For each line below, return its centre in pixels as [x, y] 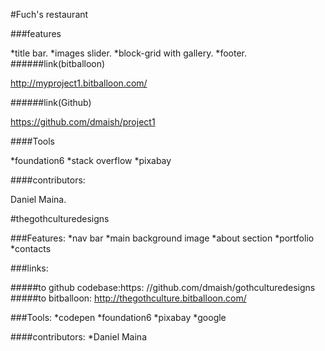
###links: [29, 268]
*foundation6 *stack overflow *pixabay [91, 160]
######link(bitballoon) [58, 63]
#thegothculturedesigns [60, 218]
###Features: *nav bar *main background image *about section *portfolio [162, 238]
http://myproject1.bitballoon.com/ [79, 83]
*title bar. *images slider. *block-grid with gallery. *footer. [128, 53]
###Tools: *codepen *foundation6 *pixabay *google [118, 317]
